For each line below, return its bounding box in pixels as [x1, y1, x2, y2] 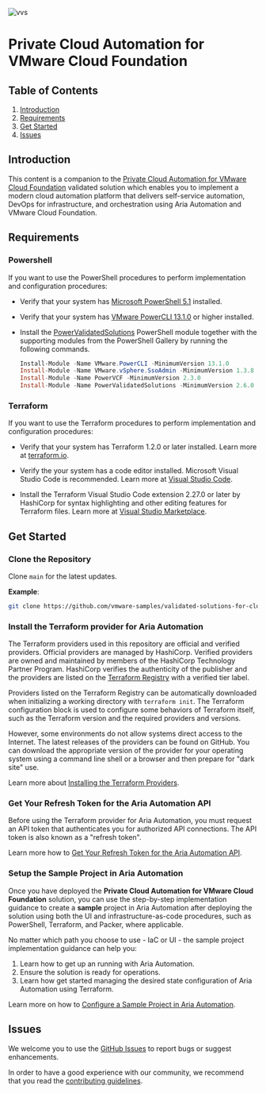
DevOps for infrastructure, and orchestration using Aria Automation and [8, 199, 241, 209]
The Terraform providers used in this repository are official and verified [8, 639, 240, 648]
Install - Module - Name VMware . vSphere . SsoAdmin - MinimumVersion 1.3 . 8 [19, 367, 255, 375]
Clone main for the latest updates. [8, 572, 117, 581]
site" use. [8, 763, 40, 772]
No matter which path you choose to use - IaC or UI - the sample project [8, 935, 245, 945]
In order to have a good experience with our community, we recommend [8, 1068, 244, 1077]
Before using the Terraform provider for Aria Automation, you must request [8, 816, 252, 826]
